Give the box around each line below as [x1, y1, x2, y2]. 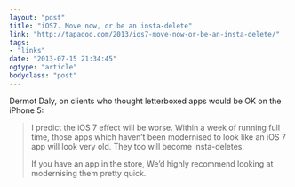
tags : [9, 37, 29, 47]
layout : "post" [9, 12, 66, 22]
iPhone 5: [9, 104, 44, 116]
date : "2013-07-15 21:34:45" [9, 54, 117, 63]
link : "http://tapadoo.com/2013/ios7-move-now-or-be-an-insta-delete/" [9, 29, 280, 38]
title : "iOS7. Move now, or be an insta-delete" [9, 21, 193, 30]
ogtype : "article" [9, 63, 77, 72]
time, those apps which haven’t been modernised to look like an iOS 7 [30, 131, 287, 142]
